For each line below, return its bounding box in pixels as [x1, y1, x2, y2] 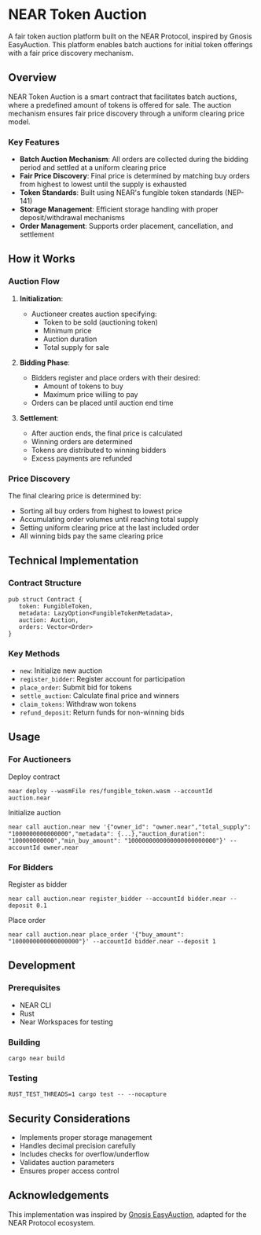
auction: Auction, [18, 616, 79, 624]
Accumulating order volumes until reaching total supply [19, 515, 199, 524]
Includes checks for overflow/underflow [19, 1149, 149, 1159]
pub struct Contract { [8, 595, 83, 603]
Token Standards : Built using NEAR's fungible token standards [19, 188, 223, 197]
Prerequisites [8, 983, 61, 994]
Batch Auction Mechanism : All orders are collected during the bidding [19, 155, 249, 164]
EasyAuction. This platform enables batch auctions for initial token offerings [8, 39, 253, 49]
